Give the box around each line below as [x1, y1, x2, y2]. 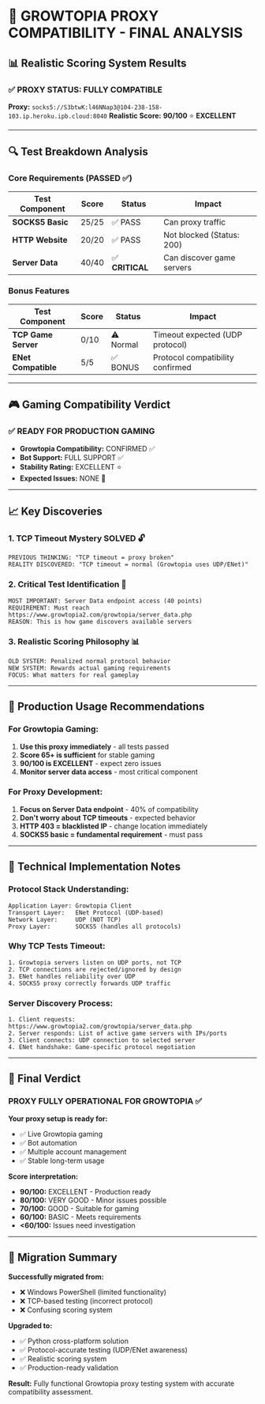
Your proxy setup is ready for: [8, 1114, 108, 1123]
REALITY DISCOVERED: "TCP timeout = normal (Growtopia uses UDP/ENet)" [8, 560, 248, 568]
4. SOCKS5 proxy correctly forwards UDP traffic [8, 979, 171, 987]
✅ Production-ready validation [19, 1363, 119, 1372]
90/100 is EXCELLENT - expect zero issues [19, 758, 162, 768]
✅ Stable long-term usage [19, 1156, 105, 1165]
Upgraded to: [8, 1320, 53, 1330]
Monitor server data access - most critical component [19, 767, 199, 776]
